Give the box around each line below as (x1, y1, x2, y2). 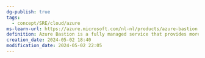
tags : (6, 14, 20, 21)
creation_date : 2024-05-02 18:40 (6, 37, 92, 43)
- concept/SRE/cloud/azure (12, 20, 81, 26)
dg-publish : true (6, 8, 51, 15)
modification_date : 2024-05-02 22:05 (6, 43, 103, 49)
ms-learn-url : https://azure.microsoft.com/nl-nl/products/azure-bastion (6, 25, 198, 32)
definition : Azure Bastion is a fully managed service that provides (6, 31, 187, 37)
